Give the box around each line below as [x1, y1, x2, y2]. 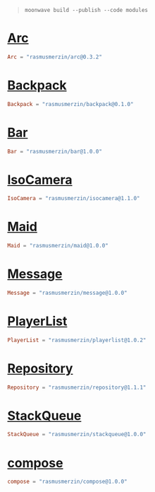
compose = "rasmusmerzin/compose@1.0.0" [7, 478, 128, 486]
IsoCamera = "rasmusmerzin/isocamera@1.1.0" [7, 195, 140, 202]
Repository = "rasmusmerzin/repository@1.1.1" [7, 384, 147, 391]
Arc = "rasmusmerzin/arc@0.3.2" [7, 53, 102, 60]
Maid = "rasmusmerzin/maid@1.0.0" [7, 242, 109, 250]
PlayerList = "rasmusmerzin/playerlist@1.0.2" [7, 336, 147, 344]
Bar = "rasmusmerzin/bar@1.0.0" [7, 148, 102, 155]
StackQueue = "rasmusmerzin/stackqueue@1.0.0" [7, 431, 147, 438]
